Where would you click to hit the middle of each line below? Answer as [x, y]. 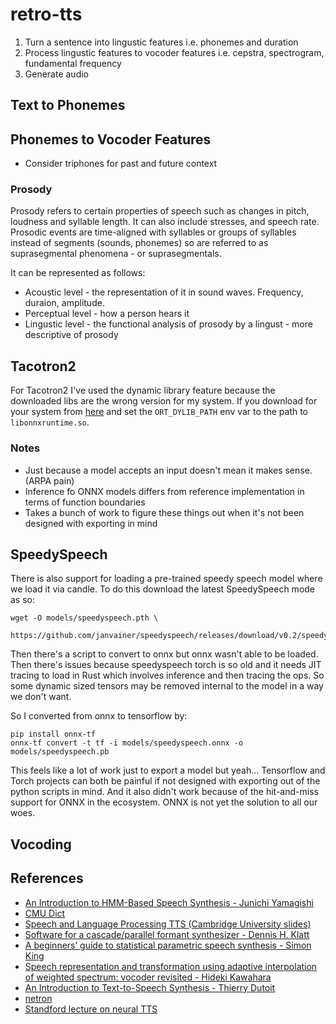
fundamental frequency [73, 63]
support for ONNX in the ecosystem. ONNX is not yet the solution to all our [164, 802]
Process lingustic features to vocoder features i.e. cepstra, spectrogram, [174, 52]
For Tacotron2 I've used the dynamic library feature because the [143, 390]
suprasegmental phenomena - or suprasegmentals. [116, 254]
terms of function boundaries [85, 502]
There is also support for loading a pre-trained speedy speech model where [166, 579]
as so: [23, 600]
